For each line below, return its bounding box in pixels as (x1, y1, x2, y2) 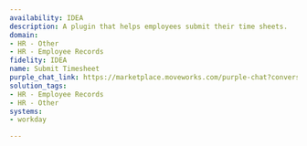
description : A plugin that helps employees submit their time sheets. (9, 22, 288, 31)
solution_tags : (9, 81, 68, 90)
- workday (9, 115, 48, 124)
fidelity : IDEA (9, 56, 68, 65)
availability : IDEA (9, 13, 84, 23)
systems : (9, 107, 43, 116)
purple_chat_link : (9, 73, 79, 82)
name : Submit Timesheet (9, 65, 101, 74)
